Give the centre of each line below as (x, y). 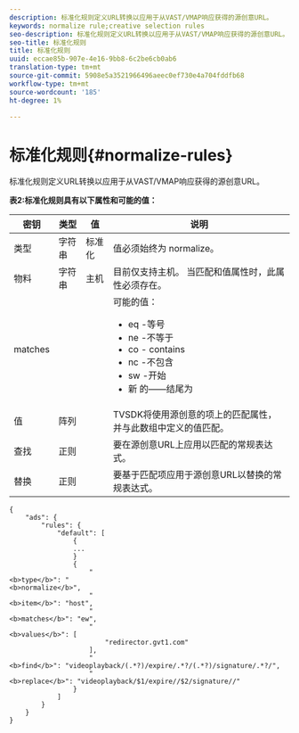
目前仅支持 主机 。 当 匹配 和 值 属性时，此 (194, 272)
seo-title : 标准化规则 (48, 42)
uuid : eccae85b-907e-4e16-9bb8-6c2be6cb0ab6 (93, 59)
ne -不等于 (151, 338)
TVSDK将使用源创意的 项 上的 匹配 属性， (195, 415)
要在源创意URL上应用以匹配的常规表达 (193, 445)
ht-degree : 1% (36, 100)
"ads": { (41, 518)
